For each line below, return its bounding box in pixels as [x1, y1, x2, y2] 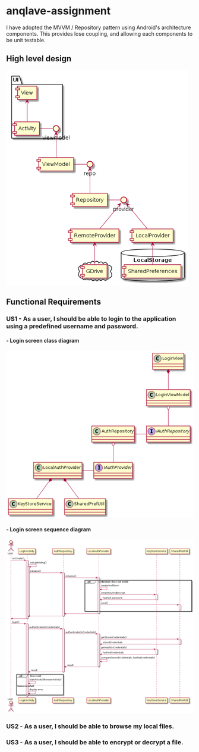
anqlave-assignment [6, 4, 111, 18]
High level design [6, 54, 72, 64]
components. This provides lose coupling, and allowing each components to [6, 30, 193, 37]
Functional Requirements [6, 297, 101, 307]
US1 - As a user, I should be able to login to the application [6, 315, 176, 323]
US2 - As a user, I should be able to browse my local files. [6, 722, 174, 730]
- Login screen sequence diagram [6, 526, 91, 533]
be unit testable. [6, 36, 46, 43]
